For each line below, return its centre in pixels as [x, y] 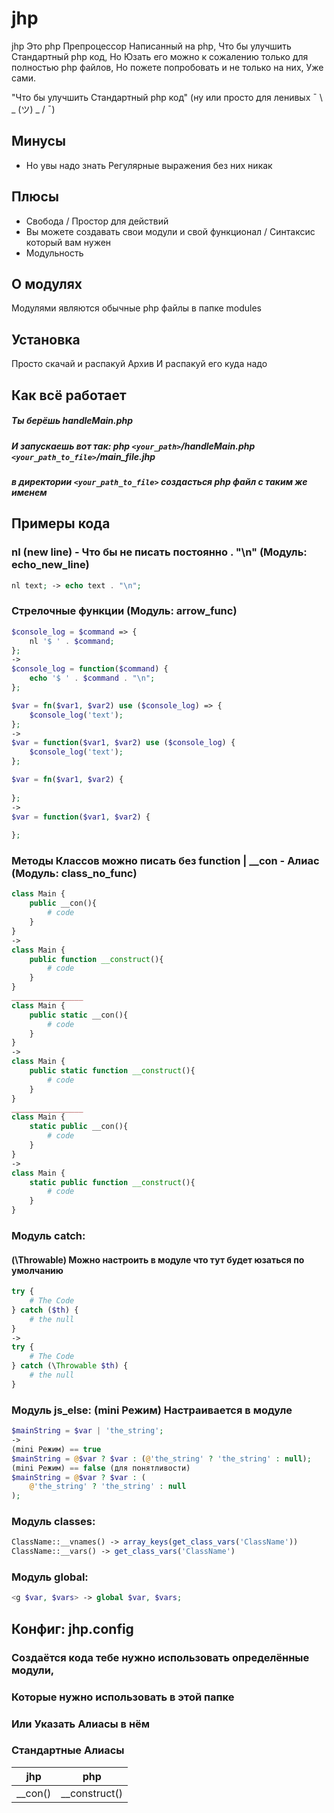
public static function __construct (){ [112, 1071]
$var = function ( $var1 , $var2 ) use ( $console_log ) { [123, 743]
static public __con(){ [79, 1127]
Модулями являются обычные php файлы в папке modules [136, 308]
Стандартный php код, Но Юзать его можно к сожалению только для [160, 56]
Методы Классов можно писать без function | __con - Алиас [165, 861]
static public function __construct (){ [112, 1182]
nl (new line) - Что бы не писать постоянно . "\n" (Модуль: [159, 552]
